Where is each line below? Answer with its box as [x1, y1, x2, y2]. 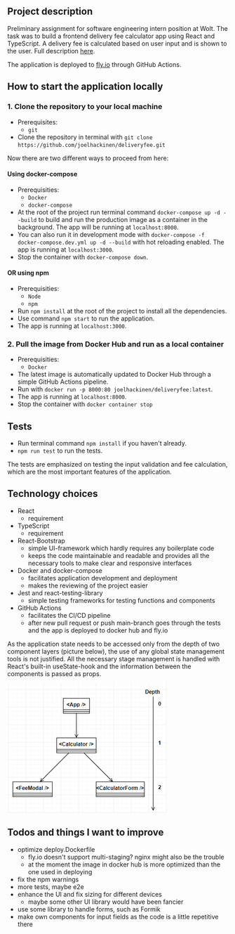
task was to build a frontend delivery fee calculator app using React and [7, 32, 215, 40]
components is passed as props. [7, 669, 102, 677]
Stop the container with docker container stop [17, 400, 153, 408]
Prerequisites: [17, 117, 58, 126]
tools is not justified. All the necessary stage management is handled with [7, 654, 220, 663]
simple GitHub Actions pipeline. [17, 377, 109, 386]
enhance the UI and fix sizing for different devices [17, 890, 163, 898]
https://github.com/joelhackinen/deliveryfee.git [17, 141, 166, 148]
